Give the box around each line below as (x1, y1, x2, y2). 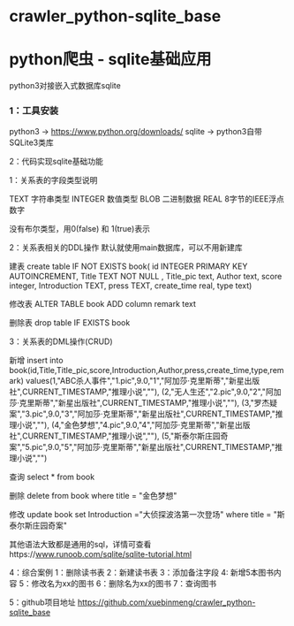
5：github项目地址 (9, 597, 76, 607)
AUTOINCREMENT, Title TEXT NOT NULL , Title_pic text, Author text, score (9, 271, 283, 282)
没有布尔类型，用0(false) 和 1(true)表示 (9, 224, 150, 234)
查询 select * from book (9, 471, 95, 483)
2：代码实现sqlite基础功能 (9, 156, 103, 167)
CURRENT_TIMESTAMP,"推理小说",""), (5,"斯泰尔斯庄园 (21, 431, 221, 441)
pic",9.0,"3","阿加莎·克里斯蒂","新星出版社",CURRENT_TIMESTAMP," (32, 408, 275, 419)
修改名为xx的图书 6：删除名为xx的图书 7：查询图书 (31, 578, 217, 589)
